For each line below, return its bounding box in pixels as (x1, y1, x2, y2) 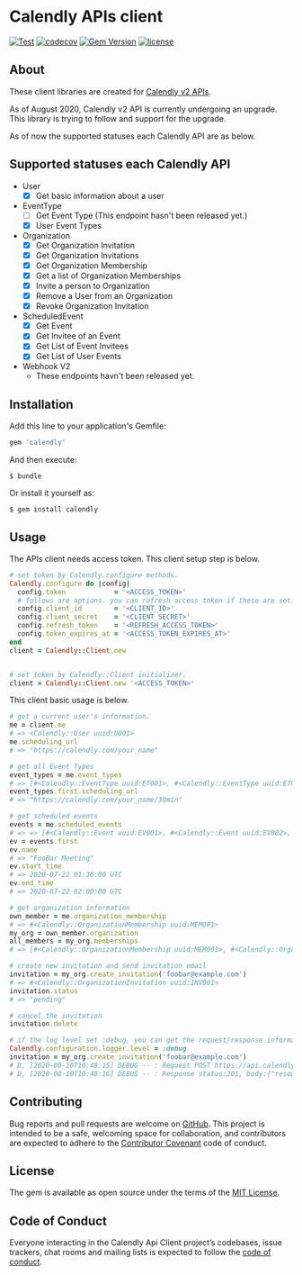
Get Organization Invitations (35, 249, 139, 260)
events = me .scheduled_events (9, 820, 123, 829)
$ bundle (9, 472, 42, 481)
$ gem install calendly (9, 505, 99, 514)
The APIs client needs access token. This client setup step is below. (9, 553, 261, 564)
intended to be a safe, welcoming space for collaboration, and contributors (9, 1127, 286, 1138)
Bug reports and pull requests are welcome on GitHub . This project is (9, 1118, 265, 1129)
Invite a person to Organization (35, 281, 150, 291)
